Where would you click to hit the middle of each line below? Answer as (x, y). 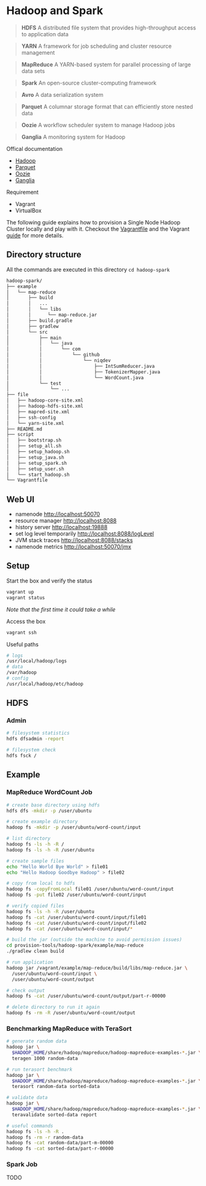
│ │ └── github (53, 355)
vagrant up (20, 592)
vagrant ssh (21, 632)
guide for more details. (35, 235)
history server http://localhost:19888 (61, 527)
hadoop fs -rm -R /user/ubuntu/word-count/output (71, 1013)
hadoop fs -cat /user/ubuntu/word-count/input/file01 (77, 917)
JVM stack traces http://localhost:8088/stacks (74, 540)
